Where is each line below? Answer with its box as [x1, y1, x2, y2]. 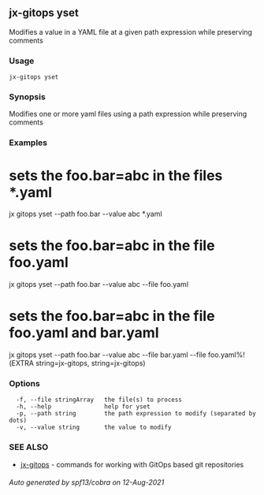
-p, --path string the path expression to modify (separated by [16, 410, 257, 418]
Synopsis [9, 91, 46, 102]
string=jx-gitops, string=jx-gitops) [35, 359, 146, 368]
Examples [9, 137, 48, 148]
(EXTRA [9, 359, 35, 368]
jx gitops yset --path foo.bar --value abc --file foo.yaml [9, 280, 188, 289]
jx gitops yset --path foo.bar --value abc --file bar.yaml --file [9, 350, 207, 359]
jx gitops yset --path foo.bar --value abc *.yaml [9, 209, 162, 219]
